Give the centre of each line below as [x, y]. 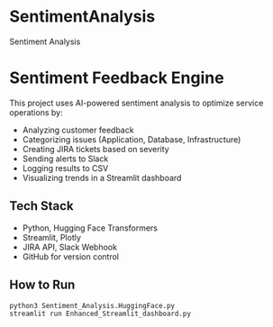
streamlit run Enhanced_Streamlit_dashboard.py [100, 314]
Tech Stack [41, 206]
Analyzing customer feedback [78, 130]
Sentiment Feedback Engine [117, 78]
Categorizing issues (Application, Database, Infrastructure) [132, 139]
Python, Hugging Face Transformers [90, 228]
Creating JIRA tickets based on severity [96, 149]
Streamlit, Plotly [51, 237]
